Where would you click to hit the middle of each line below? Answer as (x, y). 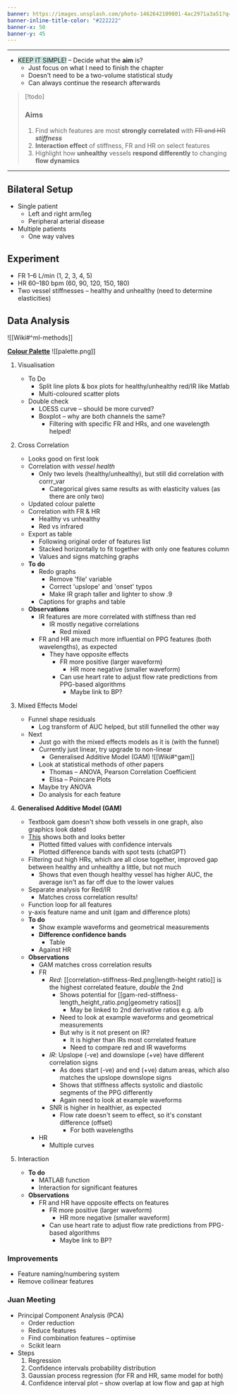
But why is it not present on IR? (105, 1032)
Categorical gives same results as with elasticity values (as (135, 488)
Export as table (50, 534)
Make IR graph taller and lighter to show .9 (111, 594)
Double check (48, 401)
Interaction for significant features (88, 1187)
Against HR (55, 950)
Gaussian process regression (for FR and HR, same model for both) (126, 1375)
